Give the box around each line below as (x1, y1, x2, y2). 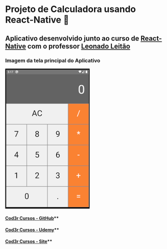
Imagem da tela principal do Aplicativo (5, 57, 100, 64)
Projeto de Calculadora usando (5, 4, 136, 15)
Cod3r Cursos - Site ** (5, 238, 52, 244)
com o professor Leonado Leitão (27, 42, 130, 51)
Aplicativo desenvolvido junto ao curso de (5, 34, 139, 43)
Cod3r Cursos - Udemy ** (5, 227, 59, 233)
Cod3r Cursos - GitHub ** (5, 215, 59, 221)
